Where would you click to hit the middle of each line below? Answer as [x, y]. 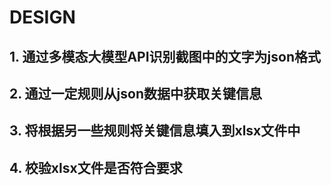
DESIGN [42, 17]
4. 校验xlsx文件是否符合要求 [96, 167]
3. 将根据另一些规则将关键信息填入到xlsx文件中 [155, 131]
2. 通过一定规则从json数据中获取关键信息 [135, 93]
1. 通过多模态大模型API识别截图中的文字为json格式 [165, 56]
